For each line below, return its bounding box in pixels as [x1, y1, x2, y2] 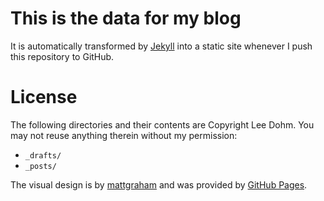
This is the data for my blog [10, 7, 242, 30]
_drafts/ [24, 150, 62, 161]
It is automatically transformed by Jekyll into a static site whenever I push [10, 40, 313, 52]
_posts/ [24, 161, 57, 171]
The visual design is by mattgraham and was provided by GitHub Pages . [10, 178, 308, 191]
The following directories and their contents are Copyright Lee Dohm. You [10, 118, 315, 131]
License [10, 86, 78, 109]
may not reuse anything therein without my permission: [10, 129, 238, 141]
